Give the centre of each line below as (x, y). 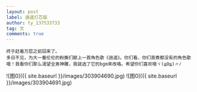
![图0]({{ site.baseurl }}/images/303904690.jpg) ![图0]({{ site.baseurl (92, 76)
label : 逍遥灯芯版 (27, 17)
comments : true (25, 34)
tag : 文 (15, 28)
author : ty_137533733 (33, 23)
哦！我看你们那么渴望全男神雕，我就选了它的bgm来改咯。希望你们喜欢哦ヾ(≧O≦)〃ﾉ (94, 64)
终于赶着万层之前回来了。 (33, 51)
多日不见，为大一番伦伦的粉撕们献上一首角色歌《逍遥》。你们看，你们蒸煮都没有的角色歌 (99, 58)
